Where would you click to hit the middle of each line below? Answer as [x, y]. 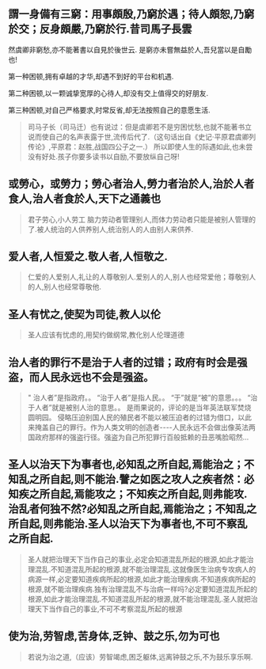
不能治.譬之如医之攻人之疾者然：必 [169, 479]
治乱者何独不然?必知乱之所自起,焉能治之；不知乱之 [133, 509]
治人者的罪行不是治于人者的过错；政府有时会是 [123, 362]
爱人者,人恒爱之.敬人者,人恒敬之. [88, 257]
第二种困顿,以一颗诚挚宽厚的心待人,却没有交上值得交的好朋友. [108, 93]
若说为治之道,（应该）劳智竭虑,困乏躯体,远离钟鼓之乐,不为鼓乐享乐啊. [140, 656]
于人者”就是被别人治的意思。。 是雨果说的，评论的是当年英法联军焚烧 [139, 408]
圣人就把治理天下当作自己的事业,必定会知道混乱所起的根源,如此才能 [137, 559]
